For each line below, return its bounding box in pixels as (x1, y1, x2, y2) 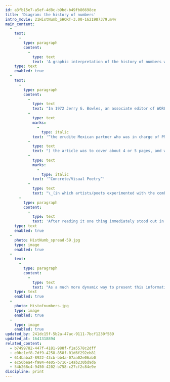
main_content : (5, 21, 35, 27)
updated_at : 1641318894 (5, 337, 56, 342)
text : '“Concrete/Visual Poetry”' (32, 176, 105, 182)
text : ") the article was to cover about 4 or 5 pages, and (32, 149, 162, 154)
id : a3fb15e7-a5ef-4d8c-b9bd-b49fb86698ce (5, 7, 96, 13)
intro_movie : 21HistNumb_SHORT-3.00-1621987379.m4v (5, 17, 116, 22)
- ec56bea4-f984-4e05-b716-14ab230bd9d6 (10, 360, 96, 365)
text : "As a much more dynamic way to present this (32, 284, 144, 290)
